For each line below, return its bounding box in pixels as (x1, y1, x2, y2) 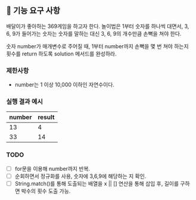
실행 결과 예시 (6, 98, 43, 106)
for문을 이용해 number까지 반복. (14, 165, 91, 172)
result (38, 113, 55, 121)
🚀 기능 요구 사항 (6, 5, 61, 16)
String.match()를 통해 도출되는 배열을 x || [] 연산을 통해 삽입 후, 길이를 (14, 180, 179, 187)
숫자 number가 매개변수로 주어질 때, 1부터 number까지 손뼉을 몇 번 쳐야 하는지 (6, 42, 189, 49)
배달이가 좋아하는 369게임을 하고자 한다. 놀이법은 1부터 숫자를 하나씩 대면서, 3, (6, 23, 189, 30)
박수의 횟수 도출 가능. (21, 187, 71, 195)
